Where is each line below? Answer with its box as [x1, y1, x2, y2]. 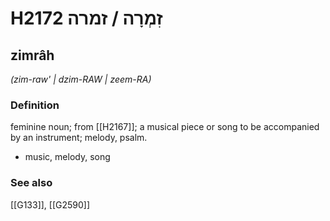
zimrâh [10, 47, 55, 64]
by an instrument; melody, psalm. [10, 132, 148, 144]
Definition [10, 98, 60, 112]
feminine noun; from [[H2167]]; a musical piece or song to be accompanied [10, 121, 320, 133]
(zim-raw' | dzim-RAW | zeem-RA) [10, 73, 152, 85]
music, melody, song [24, 151, 111, 163]
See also [10, 176, 53, 190]
